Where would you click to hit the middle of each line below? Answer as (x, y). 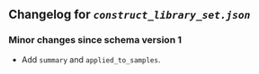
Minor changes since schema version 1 (95, 40)
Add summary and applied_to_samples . (91, 59)
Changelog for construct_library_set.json (129, 15)
